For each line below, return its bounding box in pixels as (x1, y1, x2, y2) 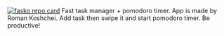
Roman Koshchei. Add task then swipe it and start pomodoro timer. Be (7, 14, 211, 22)
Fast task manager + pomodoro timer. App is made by (61, 7, 218, 15)
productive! (7, 21, 41, 29)
